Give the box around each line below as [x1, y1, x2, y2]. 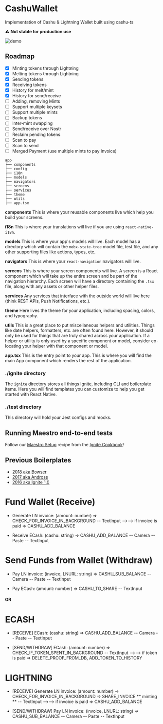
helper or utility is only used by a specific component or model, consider [5, 338, 150, 344]
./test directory [5, 403, 42, 410]
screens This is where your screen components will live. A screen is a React [5, 267, 158, 274]
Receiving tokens [12, 82, 47, 88]
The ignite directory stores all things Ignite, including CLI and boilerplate [5, 381, 152, 387]
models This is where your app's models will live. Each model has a [5, 238, 141, 244]
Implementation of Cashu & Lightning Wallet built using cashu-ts [5, 19, 134, 25]
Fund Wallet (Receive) [5, 497, 96, 507]
